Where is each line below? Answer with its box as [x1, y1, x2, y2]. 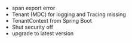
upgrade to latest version [11, 30, 74, 37]
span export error [11, 5, 56, 11]
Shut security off [11, 23, 54, 30]
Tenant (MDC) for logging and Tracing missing [11, 11, 127, 18]
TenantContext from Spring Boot [11, 17, 92, 24]
